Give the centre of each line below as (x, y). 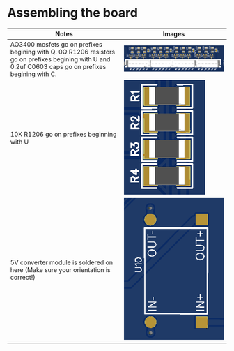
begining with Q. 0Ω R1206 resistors (63, 52)
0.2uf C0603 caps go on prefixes (58, 66)
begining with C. (33, 74)
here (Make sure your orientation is (60, 269)
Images (174, 34)
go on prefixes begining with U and (60, 59)
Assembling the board (72, 13)
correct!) (23, 277)
